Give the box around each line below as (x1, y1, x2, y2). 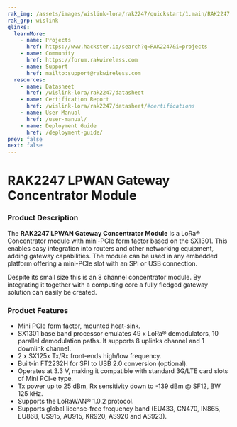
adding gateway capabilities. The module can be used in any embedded (7, 251, 218, 260)
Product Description (7, 213, 79, 223)
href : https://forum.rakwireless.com (26, 57, 138, 64)
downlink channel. (17, 344, 72, 353)
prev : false (7, 135, 43, 142)
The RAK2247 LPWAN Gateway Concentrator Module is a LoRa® (7, 229, 201, 237)
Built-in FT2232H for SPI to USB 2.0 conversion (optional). (17, 359, 188, 368)
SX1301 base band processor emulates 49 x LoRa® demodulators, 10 (17, 329, 219, 337)
